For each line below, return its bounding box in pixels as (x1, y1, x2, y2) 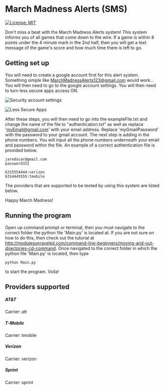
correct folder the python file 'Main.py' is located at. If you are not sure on (5, 229, 154, 236)
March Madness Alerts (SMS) (5, 3, 128, 15)
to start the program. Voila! (5, 268, 59, 274)
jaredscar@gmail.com (5, 157, 47, 162)
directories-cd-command (5, 245, 56, 251)
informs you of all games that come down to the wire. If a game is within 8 (5, 34, 154, 40)
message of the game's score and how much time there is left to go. (5, 45, 143, 50)
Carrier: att (5, 309, 27, 315)
